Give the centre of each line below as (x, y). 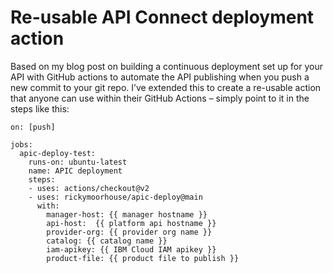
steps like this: (40, 108)
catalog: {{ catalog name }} (107, 241)
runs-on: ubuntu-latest (78, 162)
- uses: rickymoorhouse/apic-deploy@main (115, 197)
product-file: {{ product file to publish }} (143, 258)
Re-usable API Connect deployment (162, 17)
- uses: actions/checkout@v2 (89, 188)
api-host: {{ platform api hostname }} (131, 223)
